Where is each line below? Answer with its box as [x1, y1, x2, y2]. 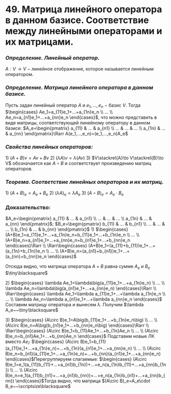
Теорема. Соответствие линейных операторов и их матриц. [5, 178, 164, 185]
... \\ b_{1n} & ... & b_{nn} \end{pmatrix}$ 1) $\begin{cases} [5, 226, 129, 233]
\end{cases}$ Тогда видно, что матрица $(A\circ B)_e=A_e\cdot [15, 378, 151, 384]
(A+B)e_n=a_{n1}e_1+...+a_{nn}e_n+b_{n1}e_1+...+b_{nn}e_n [5, 237, 130, 243]
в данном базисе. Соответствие [5, 14, 149, 26]
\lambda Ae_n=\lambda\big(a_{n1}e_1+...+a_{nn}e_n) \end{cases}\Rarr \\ [5, 285, 157, 291]
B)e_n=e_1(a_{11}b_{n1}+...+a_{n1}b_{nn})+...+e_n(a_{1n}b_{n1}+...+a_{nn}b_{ [5, 372, 166, 378]
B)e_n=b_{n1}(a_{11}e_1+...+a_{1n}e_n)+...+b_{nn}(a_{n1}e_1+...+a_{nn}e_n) [5, 351, 161, 357]
